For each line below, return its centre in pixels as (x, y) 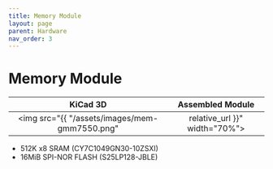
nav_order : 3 (30, 39)
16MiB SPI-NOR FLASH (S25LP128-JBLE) (89, 157)
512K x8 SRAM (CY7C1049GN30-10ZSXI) (89, 149)
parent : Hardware (38, 31)
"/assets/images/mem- (113, 119)
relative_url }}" (216, 119)
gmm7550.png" (88, 128)
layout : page (30, 24)
